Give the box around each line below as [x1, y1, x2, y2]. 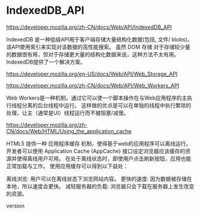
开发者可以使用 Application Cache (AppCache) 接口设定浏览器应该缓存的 [6, 147, 186, 155]
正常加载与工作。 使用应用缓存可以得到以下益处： [6, 162, 129, 170]
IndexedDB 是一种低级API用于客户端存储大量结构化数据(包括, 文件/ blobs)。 [6, 35, 193, 43]
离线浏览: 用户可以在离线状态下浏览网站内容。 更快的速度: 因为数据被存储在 [6, 175, 192, 182]
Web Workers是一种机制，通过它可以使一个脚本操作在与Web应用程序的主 [6, 94, 187, 101]
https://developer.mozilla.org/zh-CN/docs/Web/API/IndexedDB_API [6, 23, 172, 31]
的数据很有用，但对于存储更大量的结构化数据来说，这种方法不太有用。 [6, 50, 180, 58]
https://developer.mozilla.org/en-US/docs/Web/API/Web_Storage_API [6, 70, 178, 77]
